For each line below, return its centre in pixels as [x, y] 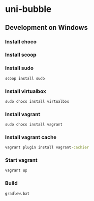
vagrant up [16, 170]
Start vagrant [21, 160]
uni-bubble [28, 9]
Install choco [21, 42]
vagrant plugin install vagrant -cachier [47, 147]
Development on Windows [47, 28]
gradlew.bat [17, 194]
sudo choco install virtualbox [37, 101]
